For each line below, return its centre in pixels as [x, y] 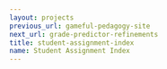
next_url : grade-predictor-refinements [84, 34]
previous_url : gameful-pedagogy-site [80, 26]
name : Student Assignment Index [70, 51]
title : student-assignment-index [72, 43]
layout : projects [42, 17]
